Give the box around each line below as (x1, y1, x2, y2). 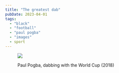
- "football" (9, 26, 37, 31)
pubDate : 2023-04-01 (5, 12, 48, 17)
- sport (9, 39, 26, 44)
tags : (5, 16, 16, 21)
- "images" (9, 35, 32, 40)
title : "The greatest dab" (5, 7, 61, 12)
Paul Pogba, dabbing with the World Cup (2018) (17, 62, 115, 68)
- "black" (9, 21, 30, 26)
